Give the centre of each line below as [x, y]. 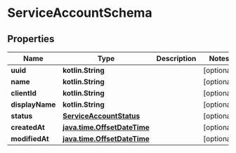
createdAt [28, 127]
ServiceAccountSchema [80, 13]
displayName [33, 105]
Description [176, 59]
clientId [24, 93]
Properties [31, 39]
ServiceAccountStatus [101, 116]
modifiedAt [30, 139]
